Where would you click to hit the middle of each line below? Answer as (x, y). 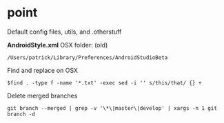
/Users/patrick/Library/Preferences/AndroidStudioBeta (88, 57)
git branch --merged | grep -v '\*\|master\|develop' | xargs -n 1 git (112, 108)
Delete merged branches (42, 96)
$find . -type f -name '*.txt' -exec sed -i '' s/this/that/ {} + (104, 83)
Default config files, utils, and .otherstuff (64, 32)
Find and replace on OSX (42, 70)
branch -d (21, 114)
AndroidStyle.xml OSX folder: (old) (58, 45)
